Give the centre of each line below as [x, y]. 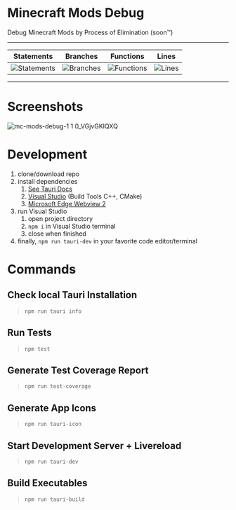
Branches [81, 56]
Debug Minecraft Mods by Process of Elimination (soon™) [90, 32]
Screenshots [45, 107]
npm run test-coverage [58, 387]
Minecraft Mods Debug [76, 13]
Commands [42, 269]
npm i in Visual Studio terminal [72, 226]
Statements [33, 56]
